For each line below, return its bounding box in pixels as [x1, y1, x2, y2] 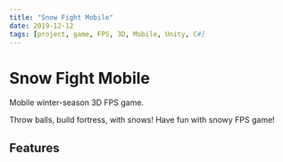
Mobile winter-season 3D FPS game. [9, 97, 145, 108]
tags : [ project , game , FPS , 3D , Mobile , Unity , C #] [9, 29, 205, 38]
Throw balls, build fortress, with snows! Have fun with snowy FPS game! [9, 115, 275, 126]
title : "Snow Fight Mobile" [9, 12, 114, 22]
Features [9, 140, 60, 156]
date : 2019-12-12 [9, 21, 74, 30]
